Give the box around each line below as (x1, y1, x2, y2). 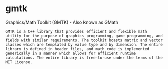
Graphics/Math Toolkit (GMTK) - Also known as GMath (5, 19, 118, 25)
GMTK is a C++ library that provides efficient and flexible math (5, 29, 147, 34)
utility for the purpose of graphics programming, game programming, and (5, 33, 163, 38)
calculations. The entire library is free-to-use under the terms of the (5, 55, 163, 60)
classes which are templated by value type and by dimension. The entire (5, 42, 163, 47)
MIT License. (5, 59, 33, 65)
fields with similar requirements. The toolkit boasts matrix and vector (5, 38, 163, 43)
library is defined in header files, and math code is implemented (5, 46, 150, 51)
